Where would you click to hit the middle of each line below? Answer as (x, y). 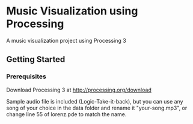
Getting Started (36, 59)
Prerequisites (26, 76)
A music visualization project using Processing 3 (66, 40)
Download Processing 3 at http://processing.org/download (79, 90)
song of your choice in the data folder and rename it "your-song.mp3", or (97, 108)
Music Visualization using (72, 11)
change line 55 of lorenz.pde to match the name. (66, 114)
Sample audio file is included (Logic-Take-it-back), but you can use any (95, 101)
